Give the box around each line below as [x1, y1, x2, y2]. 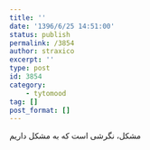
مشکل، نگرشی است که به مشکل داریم [9, 130, 142, 141]
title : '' [9, 13, 47, 23]
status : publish [9, 30, 70, 39]
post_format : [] [9, 106, 70, 115]
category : [9, 80, 47, 89]
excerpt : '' [9, 55, 54, 64]
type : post [9, 64, 51, 73]
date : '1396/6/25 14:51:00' [9, 22, 116, 31]
